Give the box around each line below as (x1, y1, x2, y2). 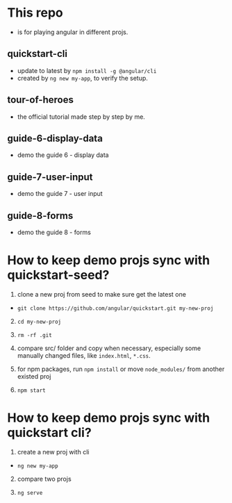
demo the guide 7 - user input (17, 190, 103, 198)
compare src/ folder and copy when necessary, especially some (17, 344, 201, 352)
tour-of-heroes (7, 94, 74, 106)
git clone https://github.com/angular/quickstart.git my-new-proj (17, 304, 214, 312)
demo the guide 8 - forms (17, 228, 92, 236)
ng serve (17, 489, 43, 496)
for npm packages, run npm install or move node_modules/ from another (17, 365, 225, 373)
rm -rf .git (17, 331, 52, 338)
